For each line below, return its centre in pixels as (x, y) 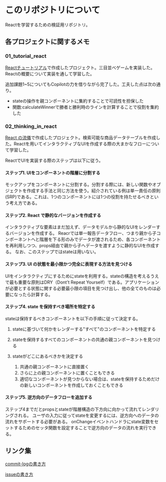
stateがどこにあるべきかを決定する (47, 356)
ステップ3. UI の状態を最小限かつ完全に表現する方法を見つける (69, 264)
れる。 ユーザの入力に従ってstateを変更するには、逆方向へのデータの (88, 415)
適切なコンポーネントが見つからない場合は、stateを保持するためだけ (90, 379)
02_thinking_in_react (31, 126)
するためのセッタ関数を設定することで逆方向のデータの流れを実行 (81, 428)
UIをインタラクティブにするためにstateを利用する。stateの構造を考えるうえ (82, 276)
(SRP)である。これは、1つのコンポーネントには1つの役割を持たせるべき (78, 197)
